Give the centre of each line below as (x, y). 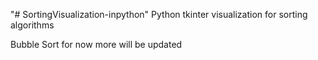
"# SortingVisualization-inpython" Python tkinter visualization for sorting (159, 14)
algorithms (32, 25)
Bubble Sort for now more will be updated (96, 44)
